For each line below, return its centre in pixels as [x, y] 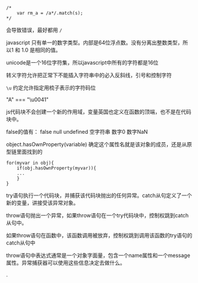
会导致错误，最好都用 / [34, 30]
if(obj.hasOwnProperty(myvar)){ [56, 168]
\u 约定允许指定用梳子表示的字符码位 [51, 88]
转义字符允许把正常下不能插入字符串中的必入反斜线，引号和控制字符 [89, 75]
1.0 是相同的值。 [41, 50]
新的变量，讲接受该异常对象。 [42, 203]
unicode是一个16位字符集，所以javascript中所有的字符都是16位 [82, 62]
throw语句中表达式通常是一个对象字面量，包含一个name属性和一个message [98, 255]
